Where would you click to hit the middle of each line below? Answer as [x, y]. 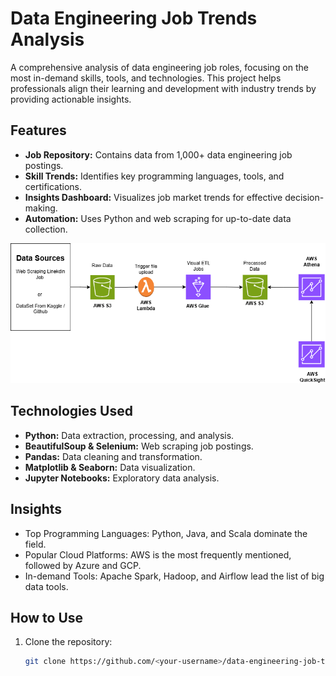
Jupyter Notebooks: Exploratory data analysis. [122, 478]
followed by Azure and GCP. [83, 565]
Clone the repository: [68, 642]
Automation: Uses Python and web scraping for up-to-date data [158, 218]
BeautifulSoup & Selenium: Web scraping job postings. [139, 446]
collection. [46, 229]
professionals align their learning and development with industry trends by [163, 88]
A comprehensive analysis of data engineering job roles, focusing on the [159, 67]
